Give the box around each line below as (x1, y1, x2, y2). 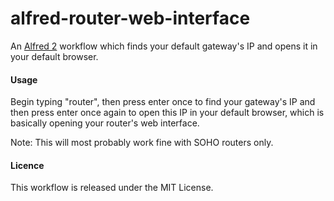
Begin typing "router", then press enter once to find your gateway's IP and (10, 96, 316, 108)
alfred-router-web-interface (10, 7, 251, 30)
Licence (10, 159, 45, 171)
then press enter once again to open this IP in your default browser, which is (10, 107, 325, 119)
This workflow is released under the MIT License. (10, 182, 214, 194)
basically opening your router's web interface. (10, 117, 200, 129)
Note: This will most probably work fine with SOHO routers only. (10, 137, 274, 149)
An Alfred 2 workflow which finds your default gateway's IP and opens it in (10, 40, 318, 52)
